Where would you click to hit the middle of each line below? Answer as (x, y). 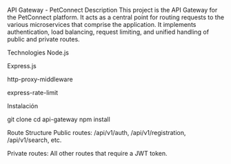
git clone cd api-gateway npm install (59, 119)
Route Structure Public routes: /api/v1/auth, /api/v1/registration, (97, 133)
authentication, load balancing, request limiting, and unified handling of (108, 32)
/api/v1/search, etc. (34, 140)
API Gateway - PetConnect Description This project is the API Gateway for (112, 10)
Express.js (22, 66)
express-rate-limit (33, 93)
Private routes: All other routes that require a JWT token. (87, 153)
